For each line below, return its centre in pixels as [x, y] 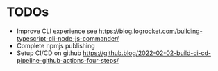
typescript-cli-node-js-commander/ [68, 38]
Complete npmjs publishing [56, 45]
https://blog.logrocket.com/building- [151, 31]
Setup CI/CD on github [49, 53]
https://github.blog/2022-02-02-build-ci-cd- [147, 53]
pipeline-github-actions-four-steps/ [68, 60]
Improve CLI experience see [57, 31]
